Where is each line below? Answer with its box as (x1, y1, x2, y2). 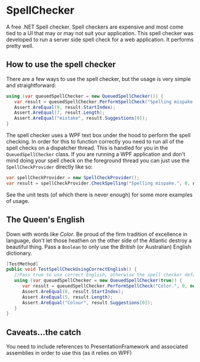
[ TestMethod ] (6, 261, 39, 267)
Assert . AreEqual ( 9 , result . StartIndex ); (14, 104, 116, 110)
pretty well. (6, 42, 34, 49)
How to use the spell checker (6, 60, 116, 70)
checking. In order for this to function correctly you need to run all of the (6, 138, 184, 145)
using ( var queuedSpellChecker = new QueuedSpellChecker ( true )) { (14, 277, 183, 283)
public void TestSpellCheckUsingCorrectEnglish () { (6, 266, 137, 273)
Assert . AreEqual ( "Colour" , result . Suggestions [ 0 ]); (21, 299, 153, 305)
